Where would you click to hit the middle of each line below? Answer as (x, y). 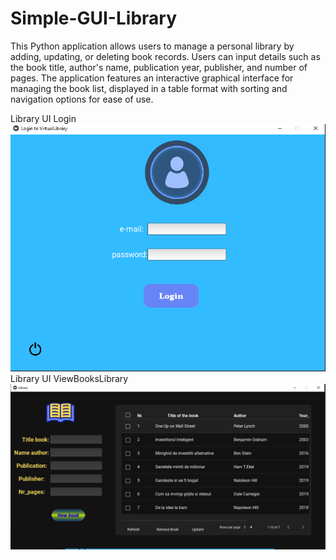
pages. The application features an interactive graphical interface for (152, 78)
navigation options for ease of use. (82, 99)
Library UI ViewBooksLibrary (69, 379)
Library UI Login (43, 118)
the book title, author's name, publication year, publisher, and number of (159, 67)
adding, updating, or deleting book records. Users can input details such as (165, 56)
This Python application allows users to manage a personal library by (152, 46)
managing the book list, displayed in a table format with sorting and (149, 88)
